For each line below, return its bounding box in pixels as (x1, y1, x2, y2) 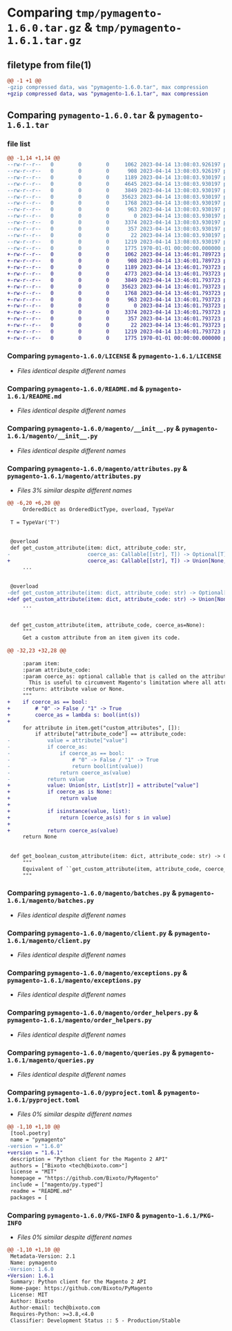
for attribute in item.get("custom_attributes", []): (22, 724, 181, 731)
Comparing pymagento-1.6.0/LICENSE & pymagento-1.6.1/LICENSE (7, 351, 222, 361)
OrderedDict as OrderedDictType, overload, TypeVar (22, 506, 175, 513)
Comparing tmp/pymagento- (7, 5, 163, 21)
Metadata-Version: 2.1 (10, 1252, 76, 1260)
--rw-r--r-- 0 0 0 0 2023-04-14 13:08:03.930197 (7, 213, 221, 220)
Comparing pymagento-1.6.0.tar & (7, 109, 155, 122)
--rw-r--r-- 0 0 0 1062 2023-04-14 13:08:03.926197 (7, 161, 221, 169)
